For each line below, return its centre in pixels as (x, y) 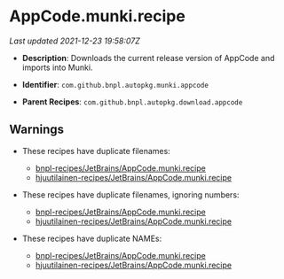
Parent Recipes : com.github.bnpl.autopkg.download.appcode (132, 101)
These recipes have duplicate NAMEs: (92, 238)
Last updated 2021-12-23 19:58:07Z (75, 41)
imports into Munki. (57, 67)
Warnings (37, 130)
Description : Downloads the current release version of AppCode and (148, 58)
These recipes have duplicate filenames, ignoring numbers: (130, 194)
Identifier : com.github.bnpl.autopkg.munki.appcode (115, 84)
